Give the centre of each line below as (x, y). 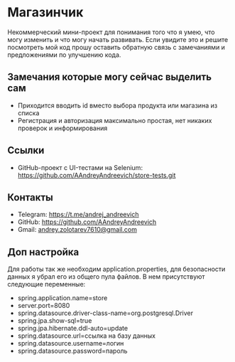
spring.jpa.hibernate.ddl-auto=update (73, 329)
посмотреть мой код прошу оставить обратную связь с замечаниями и (116, 47)
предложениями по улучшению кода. (64, 55)
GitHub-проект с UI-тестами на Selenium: (80, 167)
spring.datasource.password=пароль (72, 351)
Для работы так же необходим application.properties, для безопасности (116, 269)
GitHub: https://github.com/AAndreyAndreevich (87, 222)
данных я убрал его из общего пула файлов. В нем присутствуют (106, 277)
